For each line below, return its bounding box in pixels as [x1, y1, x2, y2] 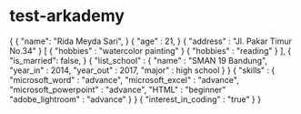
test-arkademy [9, 5, 125, 26]
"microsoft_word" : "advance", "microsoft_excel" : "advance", [9, 74, 239, 85]
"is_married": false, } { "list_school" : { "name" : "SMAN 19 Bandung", [9, 55, 268, 66]
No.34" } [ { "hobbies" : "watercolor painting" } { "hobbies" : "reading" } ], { [9, 45, 292, 56]
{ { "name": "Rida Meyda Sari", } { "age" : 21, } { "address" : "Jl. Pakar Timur [9, 36, 293, 47]
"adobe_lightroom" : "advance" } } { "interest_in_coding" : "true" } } [9, 93, 262, 105]
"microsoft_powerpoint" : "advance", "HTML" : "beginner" [9, 84, 226, 95]
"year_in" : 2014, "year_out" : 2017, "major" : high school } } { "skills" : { [9, 65, 276, 76]
